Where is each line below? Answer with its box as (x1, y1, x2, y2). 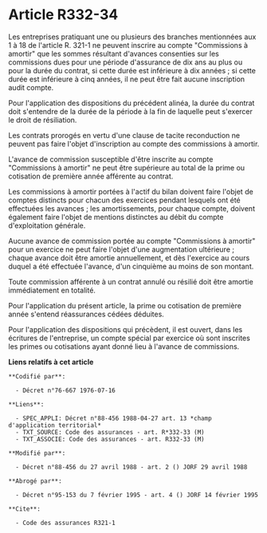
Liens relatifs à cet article (8, 357, 94, 366)
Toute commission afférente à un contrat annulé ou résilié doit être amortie (8, 276, 253, 286)
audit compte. (8, 82, 54, 92)
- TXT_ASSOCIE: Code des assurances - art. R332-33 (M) (15, 435, 205, 443)
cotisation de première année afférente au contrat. (8, 171, 174, 181)
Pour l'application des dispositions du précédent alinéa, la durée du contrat (8, 98, 255, 108)
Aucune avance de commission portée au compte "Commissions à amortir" (8, 236, 256, 245)
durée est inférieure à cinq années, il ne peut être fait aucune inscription (8, 74, 245, 84)
